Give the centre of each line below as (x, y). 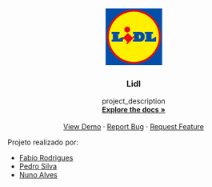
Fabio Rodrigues (46, 158)
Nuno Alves (38, 175)
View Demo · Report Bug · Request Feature (134, 127)
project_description (134, 101)
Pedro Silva (38, 166)
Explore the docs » (134, 110)
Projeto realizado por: (43, 142)
